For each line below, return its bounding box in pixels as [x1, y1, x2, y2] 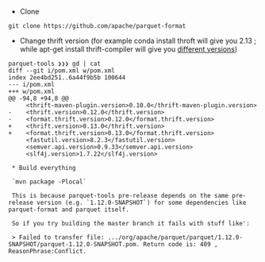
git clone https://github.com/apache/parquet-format [8, 22, 186, 30]
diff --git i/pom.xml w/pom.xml [8, 67, 115, 75]
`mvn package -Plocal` [11, 178, 87, 186]
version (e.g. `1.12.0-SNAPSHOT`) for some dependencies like [36, 198, 247, 206]
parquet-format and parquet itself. [8, 206, 129, 214]
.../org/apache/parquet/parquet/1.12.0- [107, 233, 244, 241]
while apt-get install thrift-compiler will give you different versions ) [19, 44, 238, 54]
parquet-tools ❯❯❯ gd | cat [8, 60, 102, 67]
